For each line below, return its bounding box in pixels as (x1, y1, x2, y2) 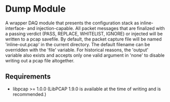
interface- (5, 25, 26, 31)
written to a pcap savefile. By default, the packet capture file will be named (5, 36, 162, 42)
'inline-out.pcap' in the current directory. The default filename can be (5, 41, 150, 47)
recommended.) (12, 91, 47, 97)
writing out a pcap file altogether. (5, 57, 75, 63)
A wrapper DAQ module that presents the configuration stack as (5, 20, 140, 26)
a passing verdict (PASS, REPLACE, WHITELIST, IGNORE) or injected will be (5, 30, 163, 37)
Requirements (5, 72, 51, 81)
